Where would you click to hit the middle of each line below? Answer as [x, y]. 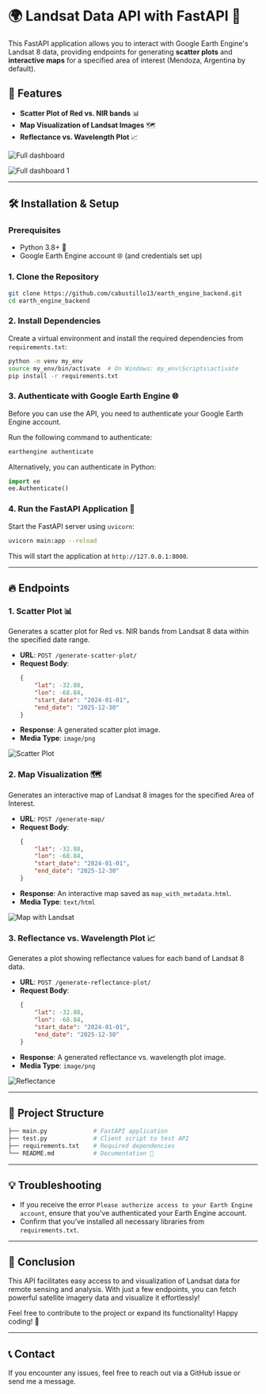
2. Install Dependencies [55, 321]
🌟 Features [35, 94]
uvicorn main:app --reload [53, 541]
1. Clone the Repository [53, 277]
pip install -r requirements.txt [63, 376]
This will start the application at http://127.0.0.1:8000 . [98, 556]
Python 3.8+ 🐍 [43, 248]
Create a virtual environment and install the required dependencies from [126, 338]
